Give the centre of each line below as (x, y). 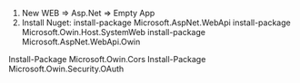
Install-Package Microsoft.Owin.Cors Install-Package (107, 59)
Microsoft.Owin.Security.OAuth (66, 69)
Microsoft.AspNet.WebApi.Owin (81, 41)
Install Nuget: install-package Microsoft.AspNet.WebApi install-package (156, 23)
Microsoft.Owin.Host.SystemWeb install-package (114, 32)
